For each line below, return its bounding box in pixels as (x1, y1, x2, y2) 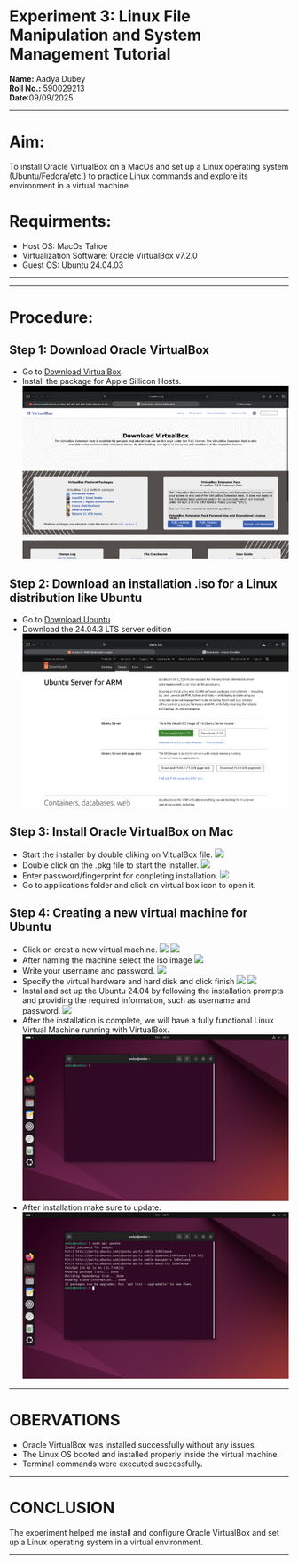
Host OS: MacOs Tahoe (21, 240, 108, 251)
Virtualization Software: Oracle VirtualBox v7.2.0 (21, 250, 198, 261)
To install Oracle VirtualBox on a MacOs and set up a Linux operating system (9, 161, 289, 172)
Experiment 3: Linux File (9, 6, 191, 27)
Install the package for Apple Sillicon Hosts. (21, 375, 182, 386)
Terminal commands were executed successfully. (21, 1458, 203, 1469)
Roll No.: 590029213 (9, 83, 85, 93)
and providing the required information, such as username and (21, 994, 251, 1006)
